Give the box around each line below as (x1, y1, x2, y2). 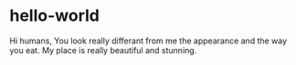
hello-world (9, 5, 100, 26)
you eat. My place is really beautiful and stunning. (9, 44, 197, 55)
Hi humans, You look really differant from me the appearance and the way (9, 35, 288, 46)
